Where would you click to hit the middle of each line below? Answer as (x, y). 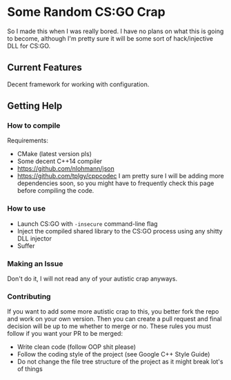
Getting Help (35, 106)
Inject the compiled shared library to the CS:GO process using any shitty (120, 231)
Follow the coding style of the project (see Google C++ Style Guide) (113, 354)
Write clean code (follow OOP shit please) (77, 347)
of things (30, 369)
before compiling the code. (56, 191)
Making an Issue (35, 263)
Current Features (45, 67)
